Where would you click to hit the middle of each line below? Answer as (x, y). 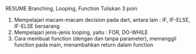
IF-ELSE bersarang (37, 26)
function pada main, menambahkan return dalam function (84, 45)
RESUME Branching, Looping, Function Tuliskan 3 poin (71, 9)
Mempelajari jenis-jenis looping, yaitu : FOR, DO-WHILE (81, 32)
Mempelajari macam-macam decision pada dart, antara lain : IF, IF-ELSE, (102, 20)
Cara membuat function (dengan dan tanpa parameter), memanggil (95, 38)
